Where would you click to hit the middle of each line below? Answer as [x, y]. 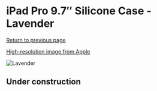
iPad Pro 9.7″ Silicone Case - [79, 11]
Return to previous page [36, 40]
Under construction [43, 82]
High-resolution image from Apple [48, 51]
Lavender [30, 23]
